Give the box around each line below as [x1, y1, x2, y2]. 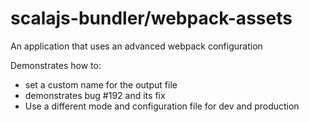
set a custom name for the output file [24, 78, 178, 91]
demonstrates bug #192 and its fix [24, 89, 166, 101]
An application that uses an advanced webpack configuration [10, 40, 263, 52]
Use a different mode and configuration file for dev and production [24, 100, 300, 112]
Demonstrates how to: [10, 59, 102, 71]
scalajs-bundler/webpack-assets [10, 7, 293, 30]
